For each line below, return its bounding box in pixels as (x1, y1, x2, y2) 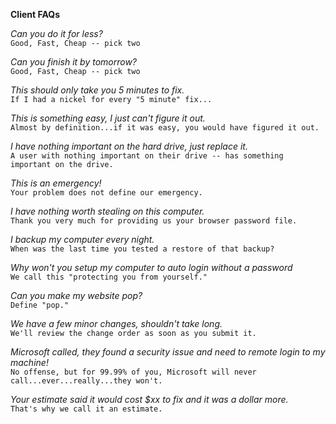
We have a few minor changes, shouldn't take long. (10, 318, 223, 329)
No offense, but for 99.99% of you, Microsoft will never (10, 367, 257, 377)
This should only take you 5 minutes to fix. (10, 84, 185, 96)
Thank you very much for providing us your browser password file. (10, 216, 298, 226)
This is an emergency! (10, 177, 102, 189)
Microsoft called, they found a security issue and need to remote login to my (10, 346, 326, 358)
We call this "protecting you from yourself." (10, 272, 208, 282)
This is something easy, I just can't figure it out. (10, 112, 206, 124)
